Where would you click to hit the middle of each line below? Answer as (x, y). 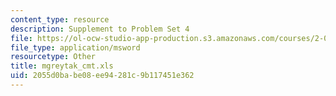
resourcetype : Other (53, 57)
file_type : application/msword (75, 47)
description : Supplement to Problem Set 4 (100, 29)
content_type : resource (60, 19)
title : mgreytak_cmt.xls (62, 66)
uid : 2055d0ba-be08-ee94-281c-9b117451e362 (102, 76)
